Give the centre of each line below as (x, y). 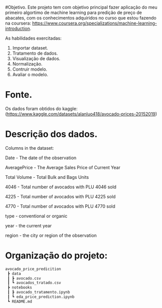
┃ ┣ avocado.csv (24, 278)
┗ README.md (20, 301)
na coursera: (18, 23)
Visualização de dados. (36, 59)
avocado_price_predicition (33, 269)
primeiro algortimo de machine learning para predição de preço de (74, 13)
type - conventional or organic (36, 216)
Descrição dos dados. (51, 134)
